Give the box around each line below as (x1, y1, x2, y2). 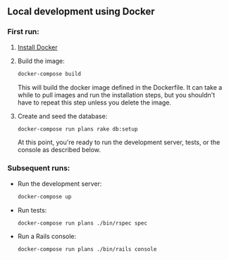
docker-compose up (17, 193, 72, 200)
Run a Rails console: (17, 232, 77, 241)
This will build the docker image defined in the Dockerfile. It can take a (17, 83, 223, 91)
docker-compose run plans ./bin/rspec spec (17, 219, 148, 227)
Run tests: (17, 206, 47, 214)
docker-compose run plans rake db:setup (17, 125, 138, 133)
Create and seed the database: (17, 112, 108, 120)
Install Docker (17, 42, 58, 52)
